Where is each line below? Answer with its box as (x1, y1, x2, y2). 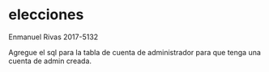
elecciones (8, 6, 84, 24)
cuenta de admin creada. (8, 56, 92, 66)
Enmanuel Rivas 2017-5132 (8, 32, 99, 42)
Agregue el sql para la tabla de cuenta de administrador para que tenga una (8, 47, 262, 57)
